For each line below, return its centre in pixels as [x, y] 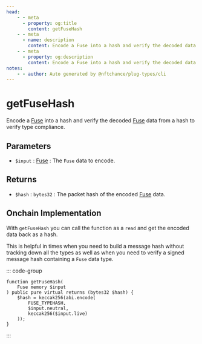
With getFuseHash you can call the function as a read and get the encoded [98, 228]
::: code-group [24, 271]
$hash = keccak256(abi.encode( [57, 297]
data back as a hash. [32, 234]
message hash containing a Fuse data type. [60, 259]
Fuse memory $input [42, 287]
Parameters [29, 146]
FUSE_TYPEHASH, [47, 303]
